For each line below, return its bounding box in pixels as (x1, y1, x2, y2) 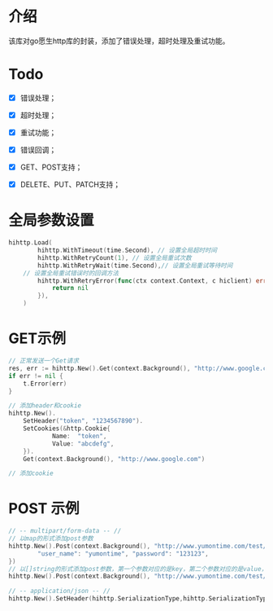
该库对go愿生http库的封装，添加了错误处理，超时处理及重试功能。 (8, 36, 230, 46)
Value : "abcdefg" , (51, 439, 115, 448)
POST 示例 (8, 499, 80, 518)
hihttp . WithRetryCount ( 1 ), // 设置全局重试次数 (37, 253, 193, 262)
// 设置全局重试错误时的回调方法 (23, 269, 119, 277)
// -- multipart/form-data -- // (8, 527, 122, 535)
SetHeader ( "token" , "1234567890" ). (23, 417, 144, 425)
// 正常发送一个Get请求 (8, 357, 80, 365)
